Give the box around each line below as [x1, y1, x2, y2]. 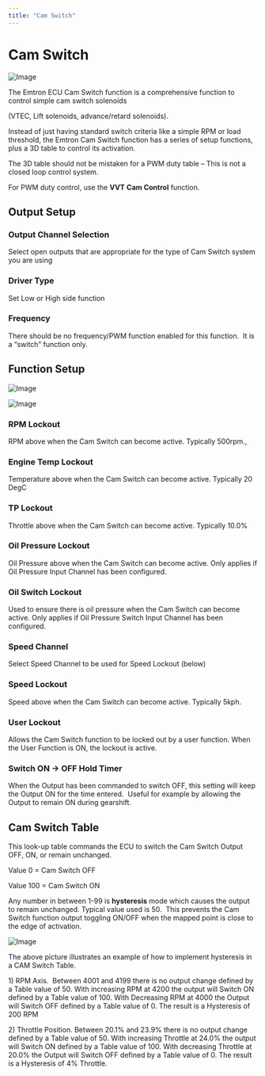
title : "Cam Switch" [8, 11, 77, 20]
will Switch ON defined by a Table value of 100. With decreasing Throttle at [8, 1042, 252, 1051]
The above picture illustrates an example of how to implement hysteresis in [8, 952, 252, 962]
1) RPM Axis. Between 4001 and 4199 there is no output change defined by [8, 976, 254, 986]
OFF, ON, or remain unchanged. [8, 850, 112, 860]
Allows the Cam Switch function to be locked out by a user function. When [8, 735, 251, 745]
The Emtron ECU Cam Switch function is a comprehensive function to [8, 87, 235, 97]
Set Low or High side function [8, 293, 105, 303]
